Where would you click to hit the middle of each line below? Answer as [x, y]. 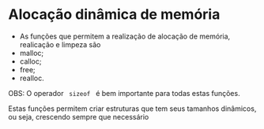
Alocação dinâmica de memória [114, 15]
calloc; [30, 61]
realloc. [32, 78]
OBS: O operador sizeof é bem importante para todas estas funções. [124, 93]
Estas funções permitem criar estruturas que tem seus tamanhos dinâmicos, [132, 109]
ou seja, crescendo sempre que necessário [79, 116]
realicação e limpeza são [60, 44]
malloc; [32, 53]
